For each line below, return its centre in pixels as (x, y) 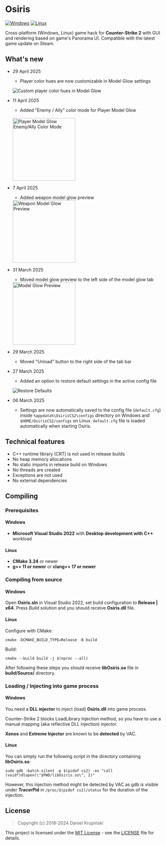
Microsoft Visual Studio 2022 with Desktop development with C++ (83, 533)
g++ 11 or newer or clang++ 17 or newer (54, 567)
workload (22, 539)
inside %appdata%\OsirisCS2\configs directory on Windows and (85, 415)
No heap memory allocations (42, 459)
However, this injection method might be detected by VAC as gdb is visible (82, 784)
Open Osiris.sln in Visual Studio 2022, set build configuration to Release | (81, 603)
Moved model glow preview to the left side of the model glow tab (87, 279)
